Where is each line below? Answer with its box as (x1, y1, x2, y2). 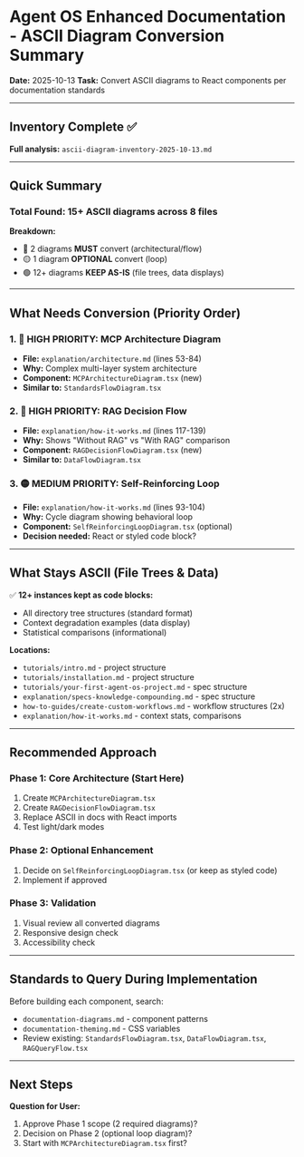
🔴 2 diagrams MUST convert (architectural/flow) (22, 243, 203, 255)
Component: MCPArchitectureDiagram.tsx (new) (22, 373, 203, 384)
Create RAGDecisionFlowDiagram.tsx (22, 802, 156, 813)
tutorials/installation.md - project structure (22, 671, 195, 682)
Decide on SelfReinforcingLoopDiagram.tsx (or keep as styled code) (22, 864, 278, 876)
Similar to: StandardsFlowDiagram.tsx (22, 383, 162, 394)
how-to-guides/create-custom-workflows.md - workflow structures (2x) (22, 700, 285, 711)
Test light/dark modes (22, 822, 105, 832)
